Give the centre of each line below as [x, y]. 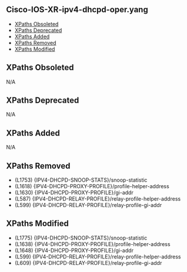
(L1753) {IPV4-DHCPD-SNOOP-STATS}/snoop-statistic [81, 180]
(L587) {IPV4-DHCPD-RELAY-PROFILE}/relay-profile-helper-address [98, 199]
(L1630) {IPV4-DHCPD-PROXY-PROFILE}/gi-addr [74, 193]
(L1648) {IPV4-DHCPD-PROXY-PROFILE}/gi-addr [74, 250]
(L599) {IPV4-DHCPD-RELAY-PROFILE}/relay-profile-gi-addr [88, 205]
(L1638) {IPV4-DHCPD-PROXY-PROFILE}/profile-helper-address [92, 244]
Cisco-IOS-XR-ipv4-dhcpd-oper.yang [77, 10]
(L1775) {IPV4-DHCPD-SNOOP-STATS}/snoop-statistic [81, 238]
